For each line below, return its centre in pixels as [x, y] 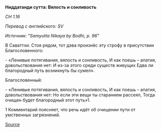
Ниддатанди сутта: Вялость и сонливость [51, 7]
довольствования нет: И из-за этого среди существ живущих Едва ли [79, 65]
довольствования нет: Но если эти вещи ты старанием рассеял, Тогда [80, 95]
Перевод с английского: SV [34, 26]
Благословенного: [24, 50]
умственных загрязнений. [33, 115]
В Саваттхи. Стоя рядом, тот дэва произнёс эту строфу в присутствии [80, 45]
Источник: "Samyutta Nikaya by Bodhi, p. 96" [52, 36]
